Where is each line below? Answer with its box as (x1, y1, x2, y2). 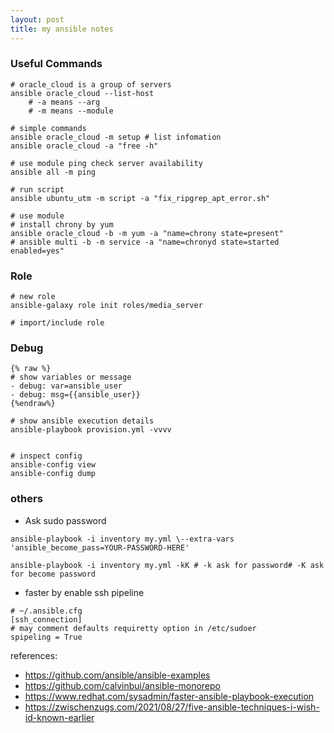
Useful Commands (10, 57, 103, 71)
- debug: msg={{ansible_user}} (10, 390, 141, 400)
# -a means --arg (28, 97, 101, 107)
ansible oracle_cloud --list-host (10, 88, 155, 98)
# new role (10, 292, 56, 302)
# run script (10, 184, 65, 195)
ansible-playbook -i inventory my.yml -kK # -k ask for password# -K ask (10, 560, 325, 570)
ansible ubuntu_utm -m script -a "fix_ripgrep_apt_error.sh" (10, 193, 271, 203)
